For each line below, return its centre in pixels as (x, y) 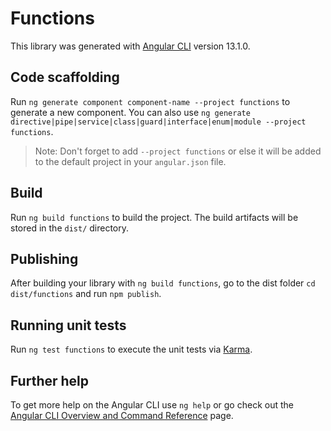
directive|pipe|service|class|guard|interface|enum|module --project (158, 122)
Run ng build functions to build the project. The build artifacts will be (154, 217)
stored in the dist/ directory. (70, 228)
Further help (50, 380)
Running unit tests (68, 325)
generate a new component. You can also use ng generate (130, 112)
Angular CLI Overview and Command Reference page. (122, 415)
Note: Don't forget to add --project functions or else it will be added (178, 151)
